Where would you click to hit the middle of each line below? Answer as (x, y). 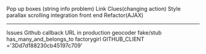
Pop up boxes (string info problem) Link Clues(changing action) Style (93, 9)
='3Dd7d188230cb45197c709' (44, 46)
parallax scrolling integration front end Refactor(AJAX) (75, 15)
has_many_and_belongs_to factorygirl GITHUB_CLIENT (75, 39)
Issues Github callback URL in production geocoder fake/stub (84, 32)
